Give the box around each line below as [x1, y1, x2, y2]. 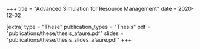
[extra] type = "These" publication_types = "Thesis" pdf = [6, 24, 152, 30]
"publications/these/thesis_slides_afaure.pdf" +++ [6, 36, 132, 43]
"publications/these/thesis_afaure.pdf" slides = [6, 30, 124, 37]
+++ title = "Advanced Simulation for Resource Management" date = [6, 5, 177, 12]
